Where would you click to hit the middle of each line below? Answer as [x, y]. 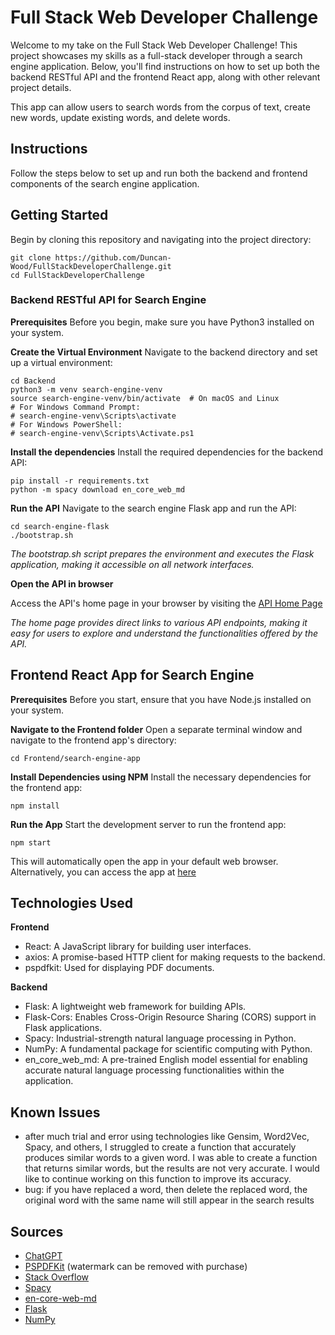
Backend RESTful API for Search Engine [108, 300]
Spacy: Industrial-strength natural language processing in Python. [160, 1038]
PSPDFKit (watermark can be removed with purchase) [136, 1267]
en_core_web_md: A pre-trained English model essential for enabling [166, 1060]
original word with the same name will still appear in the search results [169, 1200]
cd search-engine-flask [60, 526]
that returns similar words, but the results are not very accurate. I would [172, 1168]
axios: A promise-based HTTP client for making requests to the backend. [175, 957]
